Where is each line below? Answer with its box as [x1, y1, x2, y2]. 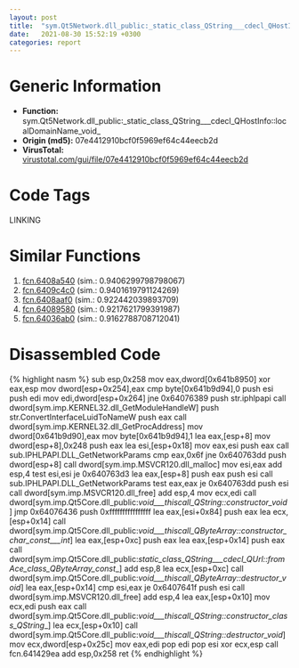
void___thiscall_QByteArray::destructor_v [137, 573, 287, 583]
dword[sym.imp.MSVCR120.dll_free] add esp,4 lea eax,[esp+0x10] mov [9, 591, 271, 602]
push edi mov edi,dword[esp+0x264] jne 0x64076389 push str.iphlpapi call [9, 393, 287, 403]
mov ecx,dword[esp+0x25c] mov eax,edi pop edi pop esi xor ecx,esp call [9, 639, 279, 649]
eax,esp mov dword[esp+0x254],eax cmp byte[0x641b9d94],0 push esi [9, 384, 274, 394]
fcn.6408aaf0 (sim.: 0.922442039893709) [21, 295, 180, 305]
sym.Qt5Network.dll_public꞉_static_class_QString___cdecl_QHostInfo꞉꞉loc [21, 116, 287, 126]
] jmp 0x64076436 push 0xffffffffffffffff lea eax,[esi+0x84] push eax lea [9, 507, 271, 517]
